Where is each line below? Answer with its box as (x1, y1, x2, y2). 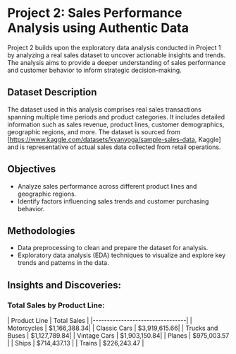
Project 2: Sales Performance (7, 5, 182, 21)
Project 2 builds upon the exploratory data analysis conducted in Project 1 (7, 43, 221, 52)
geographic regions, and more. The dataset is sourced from (7, 127, 181, 136)
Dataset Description (7, 86, 97, 98)
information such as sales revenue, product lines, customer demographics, (7, 120, 225, 129)
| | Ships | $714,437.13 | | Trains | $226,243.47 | (7, 339, 144, 348)
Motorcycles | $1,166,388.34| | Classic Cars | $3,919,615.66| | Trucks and (7, 324, 218, 333)
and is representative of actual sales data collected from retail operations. (7, 143, 221, 151)
